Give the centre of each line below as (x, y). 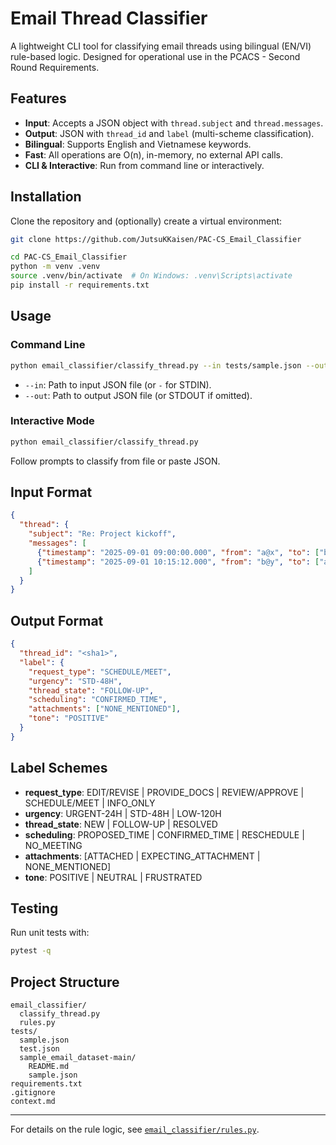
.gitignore (33, 1093)
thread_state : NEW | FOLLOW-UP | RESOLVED (121, 824)
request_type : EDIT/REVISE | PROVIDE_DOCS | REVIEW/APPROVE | (164, 792)
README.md (49, 1067)
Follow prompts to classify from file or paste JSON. (115, 461)
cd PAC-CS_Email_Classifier (69, 257)
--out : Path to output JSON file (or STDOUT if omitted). (138, 395)
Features (38, 98)
